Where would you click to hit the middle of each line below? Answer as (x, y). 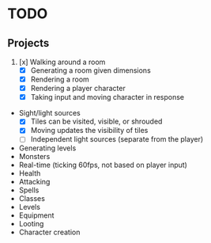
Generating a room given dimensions (90, 70)
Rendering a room (60, 79)
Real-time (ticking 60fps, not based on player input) (103, 165)
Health (30, 173)
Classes (32, 199)
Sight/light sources (49, 113)
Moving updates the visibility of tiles (89, 131)
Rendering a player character (78, 89)
